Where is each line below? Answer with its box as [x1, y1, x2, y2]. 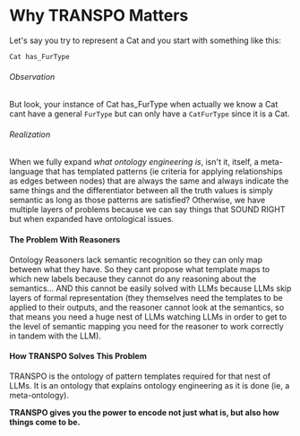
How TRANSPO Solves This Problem [9, 351, 148, 362]
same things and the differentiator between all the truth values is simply [9, 185, 273, 196]
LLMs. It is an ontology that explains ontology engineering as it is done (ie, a [9, 380, 290, 390]
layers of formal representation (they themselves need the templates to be [9, 292, 284, 303]
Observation [9, 71, 56, 81]
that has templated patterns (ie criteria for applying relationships [45, 167, 283, 177]
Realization [9, 129, 51, 140]
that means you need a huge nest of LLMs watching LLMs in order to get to [9, 311, 287, 322]
